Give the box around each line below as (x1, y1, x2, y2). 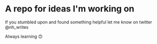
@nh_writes (5, 24, 29, 30)
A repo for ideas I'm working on (5, 3, 135, 14)
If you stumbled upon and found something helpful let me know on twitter (5, 19, 152, 25)
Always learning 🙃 (5, 33, 43, 39)
